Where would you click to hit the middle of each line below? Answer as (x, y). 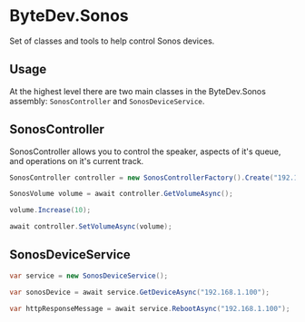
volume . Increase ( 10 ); (50, 210)
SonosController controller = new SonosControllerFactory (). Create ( (142, 178)
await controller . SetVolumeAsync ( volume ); (91, 227)
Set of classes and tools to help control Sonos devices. (112, 41)
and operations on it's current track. (77, 161)
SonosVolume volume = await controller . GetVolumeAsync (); (121, 194)
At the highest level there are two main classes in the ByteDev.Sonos (138, 91)
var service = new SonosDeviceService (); (89, 276)
